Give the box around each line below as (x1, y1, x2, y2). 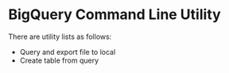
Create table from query (19, 56, 99, 65)
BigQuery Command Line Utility (8, 6, 221, 24)
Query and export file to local (19, 47, 116, 56)
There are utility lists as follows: (8, 32, 112, 41)
